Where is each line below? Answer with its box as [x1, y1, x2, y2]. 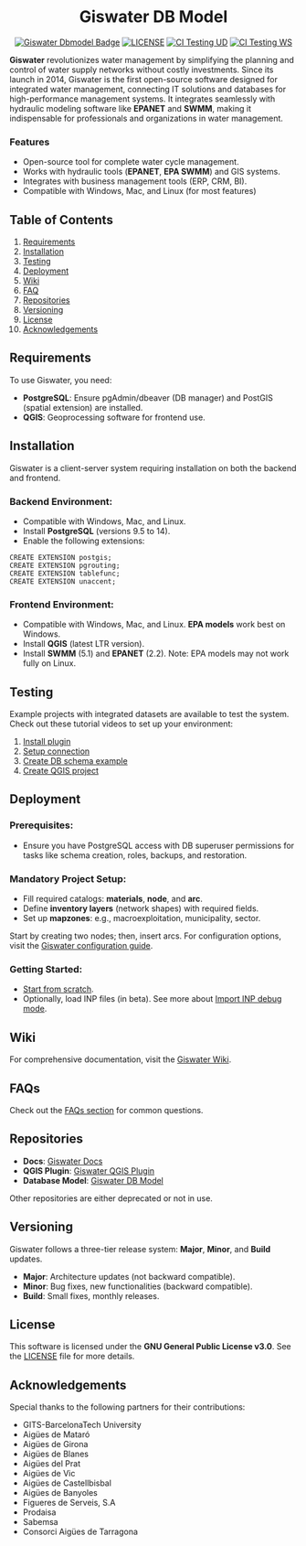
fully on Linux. [22, 658, 77, 669]
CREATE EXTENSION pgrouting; [9, 561, 121, 570]
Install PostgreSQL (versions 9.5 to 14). [22, 525, 171, 536]
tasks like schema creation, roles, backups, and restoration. [22, 849, 248, 861]
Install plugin [22, 736, 71, 747]
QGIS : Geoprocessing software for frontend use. [22, 412, 206, 423]
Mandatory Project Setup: [9, 872, 127, 885]
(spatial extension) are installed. [22, 402, 143, 413]
